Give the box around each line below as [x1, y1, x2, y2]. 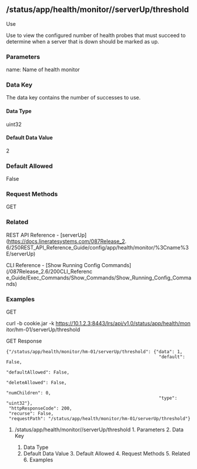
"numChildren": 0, [6, 390, 51, 396]
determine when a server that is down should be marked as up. [6, 38, 159, 45]
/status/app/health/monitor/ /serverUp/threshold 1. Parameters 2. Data [14, 426, 184, 433]
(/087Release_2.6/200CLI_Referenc [6, 268, 93, 275]
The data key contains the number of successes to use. [6, 94, 141, 101]
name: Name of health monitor [6, 66, 81, 73]
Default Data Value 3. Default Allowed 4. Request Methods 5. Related [23, 450, 190, 457]
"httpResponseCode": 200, [8, 405, 72, 411]
